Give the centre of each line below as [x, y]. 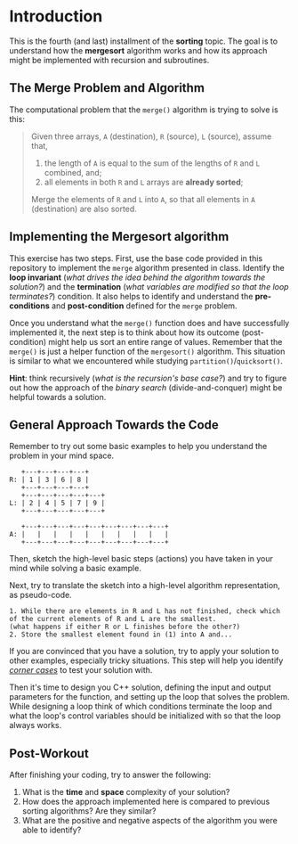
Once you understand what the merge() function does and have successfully [149, 323]
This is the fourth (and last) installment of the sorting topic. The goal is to [144, 41]
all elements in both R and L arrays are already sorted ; [144, 182]
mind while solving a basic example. [76, 569]
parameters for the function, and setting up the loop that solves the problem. [149, 697]
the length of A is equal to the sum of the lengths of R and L [152, 163]
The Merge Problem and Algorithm [107, 88]
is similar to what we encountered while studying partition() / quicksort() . [146, 361]
